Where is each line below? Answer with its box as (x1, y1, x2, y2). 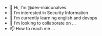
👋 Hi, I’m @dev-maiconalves (9, 5, 67, 10)
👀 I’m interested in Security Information (9, 10, 89, 16)
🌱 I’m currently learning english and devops (9, 15, 98, 20)
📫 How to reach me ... (9, 26, 55, 31)
